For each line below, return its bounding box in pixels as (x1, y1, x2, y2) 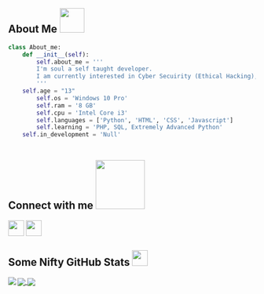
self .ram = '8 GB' (36, 101, 97, 110)
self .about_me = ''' (36, 58, 104, 66)
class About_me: (8, 43, 61, 51)
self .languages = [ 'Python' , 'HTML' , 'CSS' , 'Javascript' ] (36, 116, 234, 124)
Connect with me (8, 199, 94, 212)
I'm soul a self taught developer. (36, 65, 153, 73)
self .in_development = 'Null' (22, 131, 122, 139)
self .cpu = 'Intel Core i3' (36, 109, 128, 117)
